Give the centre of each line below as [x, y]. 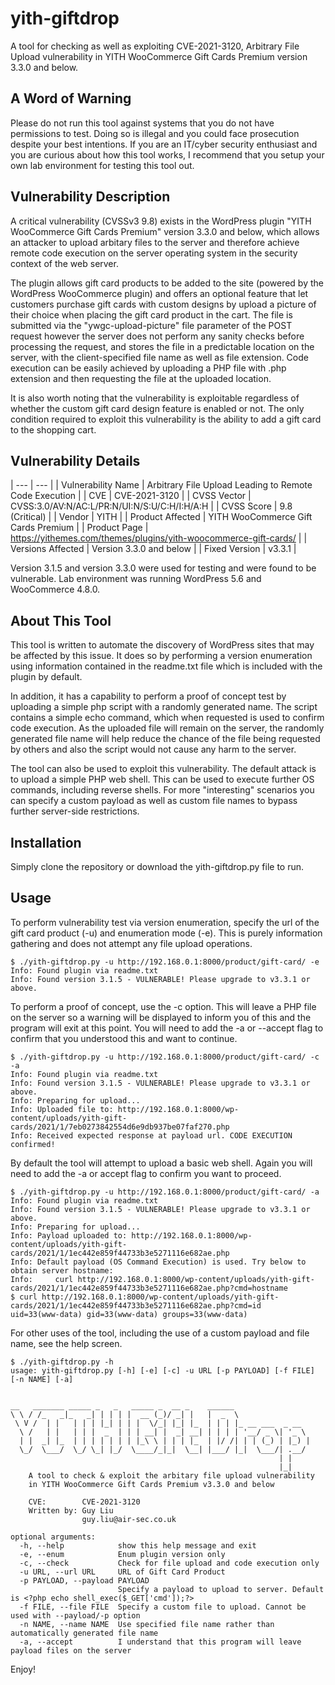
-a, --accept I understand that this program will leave [160, 1642]
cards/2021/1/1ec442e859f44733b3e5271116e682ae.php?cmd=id [136, 1305]
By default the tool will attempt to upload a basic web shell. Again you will [161, 1163]
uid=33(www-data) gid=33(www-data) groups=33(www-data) [129, 1314]
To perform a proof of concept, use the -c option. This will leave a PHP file [163, 1006]
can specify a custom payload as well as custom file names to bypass [154, 801]
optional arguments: [53, 1537]
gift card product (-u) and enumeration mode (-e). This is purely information [166, 933]
